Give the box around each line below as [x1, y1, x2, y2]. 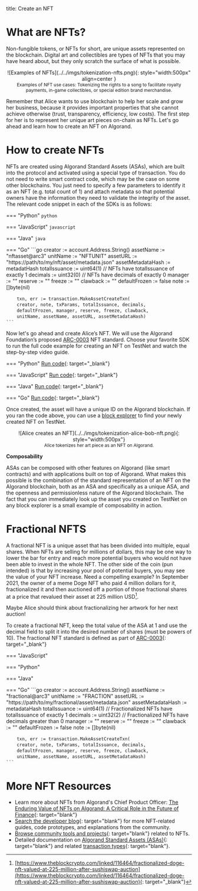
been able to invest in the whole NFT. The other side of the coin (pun [6, 560, 173, 567]
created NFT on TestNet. [6, 418, 67, 425]
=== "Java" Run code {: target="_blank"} [6, 382, 104, 390]
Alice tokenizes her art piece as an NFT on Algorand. [44, 442, 154, 448]
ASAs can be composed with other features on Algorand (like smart [6, 464, 170, 471]
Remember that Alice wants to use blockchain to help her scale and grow [6, 97, 184, 105]
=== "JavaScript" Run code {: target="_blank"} [6, 371, 118, 378]
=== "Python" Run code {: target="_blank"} [6, 359, 110, 367]
